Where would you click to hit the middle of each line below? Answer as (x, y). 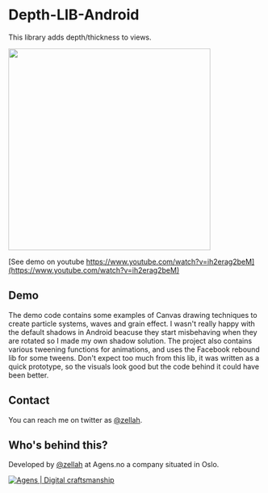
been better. (29, 375)
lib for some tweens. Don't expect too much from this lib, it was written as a (134, 357)
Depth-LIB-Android (74, 15)
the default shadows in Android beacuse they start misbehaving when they (133, 332)
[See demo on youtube (46, 261)
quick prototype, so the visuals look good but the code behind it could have (134, 366)
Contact (29, 401)
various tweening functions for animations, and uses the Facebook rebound (134, 349)
